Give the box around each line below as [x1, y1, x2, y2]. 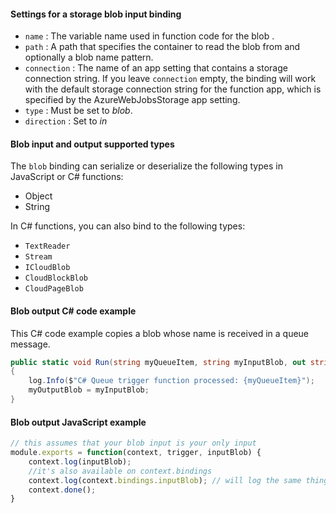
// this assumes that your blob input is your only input [10, 438, 257, 449]
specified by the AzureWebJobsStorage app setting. [24, 94, 241, 106]
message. [10, 338, 51, 350]
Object [24, 190, 53, 202]
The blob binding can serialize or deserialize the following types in [10, 160, 283, 172]
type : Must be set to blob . [24, 105, 133, 117]
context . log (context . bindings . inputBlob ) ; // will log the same [28, 475, 302, 485]
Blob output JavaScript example [10, 416, 147, 428]
